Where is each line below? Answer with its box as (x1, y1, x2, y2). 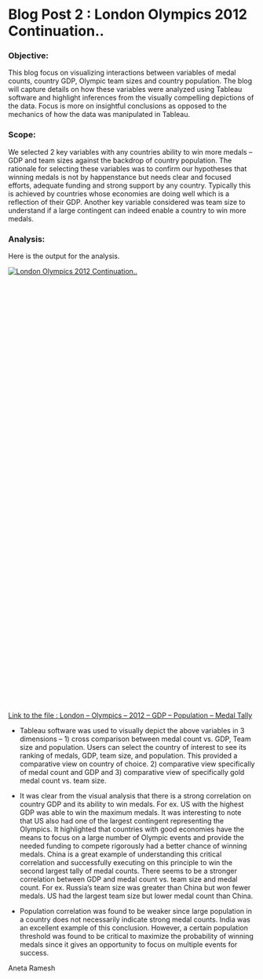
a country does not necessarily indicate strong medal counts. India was (19, 915, 251, 924)
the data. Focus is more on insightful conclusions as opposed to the (8, 101, 228, 111)
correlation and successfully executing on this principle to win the (19, 858, 233, 868)
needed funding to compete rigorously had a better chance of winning (19, 842, 247, 851)
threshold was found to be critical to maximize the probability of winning (19, 932, 254, 941)
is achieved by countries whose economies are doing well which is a (8, 188, 230, 198)
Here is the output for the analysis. (8, 251, 120, 261)
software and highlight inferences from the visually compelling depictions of (8, 93, 254, 103)
